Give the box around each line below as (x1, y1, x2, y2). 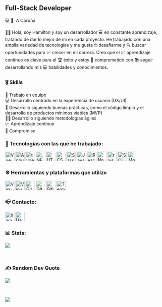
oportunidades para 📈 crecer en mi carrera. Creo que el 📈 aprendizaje (5, 49, 151, 55)
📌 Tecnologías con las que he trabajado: (5, 140, 103, 147)
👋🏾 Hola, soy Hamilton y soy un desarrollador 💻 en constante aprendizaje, (5, 29, 158, 35)
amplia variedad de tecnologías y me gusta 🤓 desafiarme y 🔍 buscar (5, 42, 146, 48)
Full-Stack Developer (5, 4, 72, 12)
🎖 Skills (5, 79, 23, 86)
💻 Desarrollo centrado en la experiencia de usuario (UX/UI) (5, 98, 127, 104)
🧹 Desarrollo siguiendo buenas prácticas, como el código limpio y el (5, 105, 144, 111)
